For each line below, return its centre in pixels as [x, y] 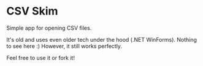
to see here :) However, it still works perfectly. [64, 46]
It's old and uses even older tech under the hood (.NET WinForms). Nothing [102, 39]
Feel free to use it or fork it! [41, 58]
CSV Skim [32, 11]
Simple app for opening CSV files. [49, 28]
